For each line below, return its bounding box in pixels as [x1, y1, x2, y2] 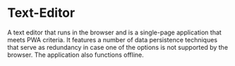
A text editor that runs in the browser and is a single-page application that [7, 28, 222, 37]
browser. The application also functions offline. [7, 51, 145, 59]
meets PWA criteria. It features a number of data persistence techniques [7, 35, 217, 44]
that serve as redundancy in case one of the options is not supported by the [7, 43, 228, 51]
